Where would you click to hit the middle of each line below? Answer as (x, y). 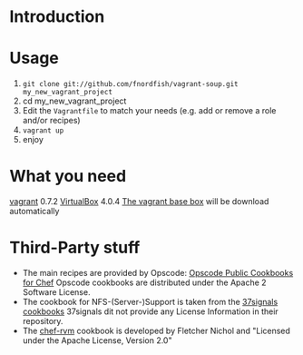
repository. (43, 321)
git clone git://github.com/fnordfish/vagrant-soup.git (130, 84)
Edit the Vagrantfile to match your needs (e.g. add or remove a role (149, 111)
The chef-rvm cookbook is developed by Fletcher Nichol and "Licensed (156, 330)
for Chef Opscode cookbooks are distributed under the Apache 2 (144, 282)
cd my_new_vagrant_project (74, 101)
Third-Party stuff (75, 248)
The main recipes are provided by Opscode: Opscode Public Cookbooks (158, 273)
